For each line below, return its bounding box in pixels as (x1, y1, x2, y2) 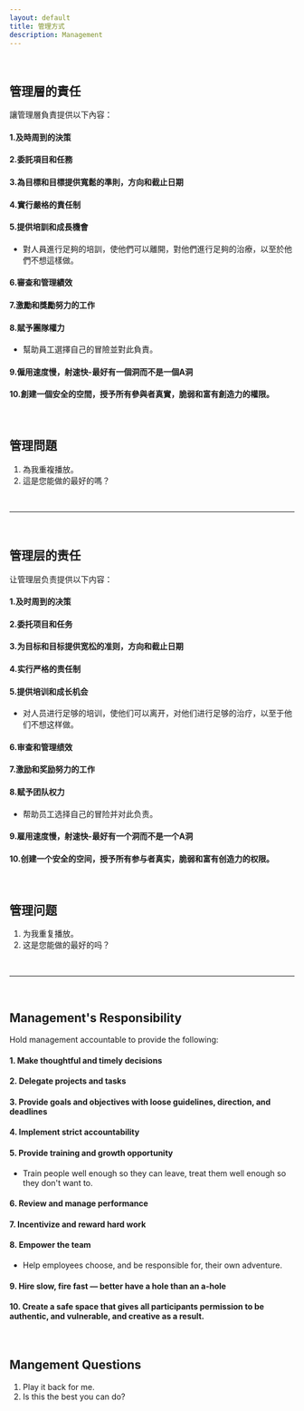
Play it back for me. (22, 1381, 95, 1392)
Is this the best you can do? (22, 1391, 126, 1402)
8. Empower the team (9, 1240, 91, 1250)
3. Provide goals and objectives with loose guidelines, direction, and (9, 1096, 271, 1107)
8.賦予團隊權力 (9, 322, 65, 333)
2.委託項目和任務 (9, 154, 73, 165)
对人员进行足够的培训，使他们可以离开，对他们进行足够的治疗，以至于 (22, 708, 285, 719)
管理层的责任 (9, 548, 81, 563)
